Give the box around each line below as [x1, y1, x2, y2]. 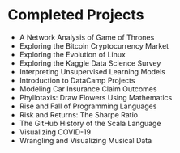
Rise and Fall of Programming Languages [19, 101, 157, 111]
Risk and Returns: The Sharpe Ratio [19, 109, 139, 119]
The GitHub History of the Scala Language [19, 118, 161, 128]
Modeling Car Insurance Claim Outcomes [19, 83, 157, 94]
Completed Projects [7, 6, 144, 24]
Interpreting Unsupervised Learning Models [19, 66, 165, 76]
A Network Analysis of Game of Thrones [19, 32, 155, 42]
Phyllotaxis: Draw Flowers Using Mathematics [19, 92, 173, 102]
